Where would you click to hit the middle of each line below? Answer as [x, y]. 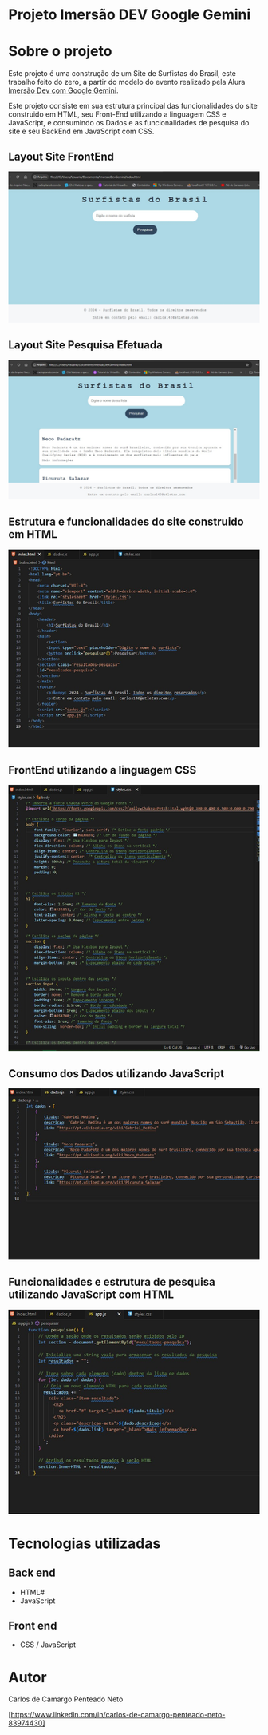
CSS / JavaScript [48, 1645]
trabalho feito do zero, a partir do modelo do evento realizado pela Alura [127, 82]
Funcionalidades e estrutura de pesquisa [112, 1282]
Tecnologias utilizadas [85, 1543]
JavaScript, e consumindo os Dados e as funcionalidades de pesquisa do [129, 123]
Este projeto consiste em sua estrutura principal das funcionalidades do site [133, 106]
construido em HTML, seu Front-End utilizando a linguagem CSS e [117, 114]
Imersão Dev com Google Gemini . [63, 90]
